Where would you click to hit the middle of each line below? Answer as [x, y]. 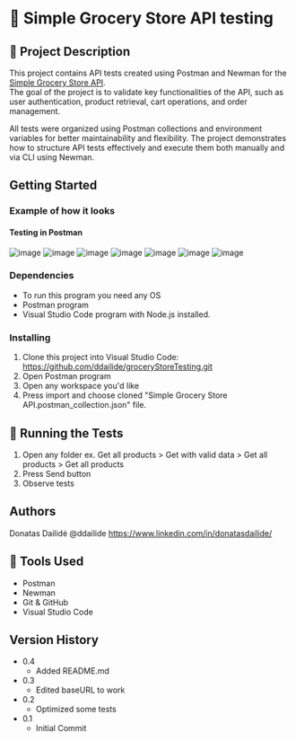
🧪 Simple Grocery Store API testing [141, 18]
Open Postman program [66, 376]
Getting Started [53, 185]
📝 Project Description [70, 52]
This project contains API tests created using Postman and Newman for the [148, 73]
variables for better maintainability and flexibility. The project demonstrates [148, 138]
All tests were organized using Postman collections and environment [136, 128]
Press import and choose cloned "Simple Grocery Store [125, 395]
